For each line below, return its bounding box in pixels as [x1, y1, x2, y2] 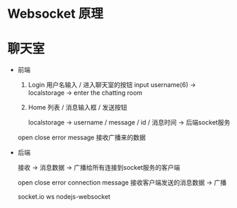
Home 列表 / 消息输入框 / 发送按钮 [28, 103, 127, 112]
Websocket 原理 [7, 6, 104, 22]
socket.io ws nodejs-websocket [17, 192, 111, 201]
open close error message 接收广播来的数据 [17, 133, 146, 141]
